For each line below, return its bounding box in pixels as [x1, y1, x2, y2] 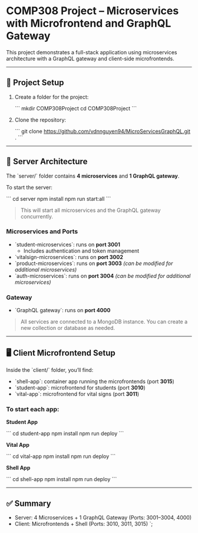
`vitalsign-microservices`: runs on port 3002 [14, 253, 124, 260]
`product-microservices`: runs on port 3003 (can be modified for [14, 260, 173, 267]
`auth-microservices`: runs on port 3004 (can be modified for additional [14, 272, 191, 279]
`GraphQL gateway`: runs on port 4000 [14, 307, 111, 314]
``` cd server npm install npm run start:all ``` [6, 195, 111, 202]
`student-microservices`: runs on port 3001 [14, 241, 121, 248]
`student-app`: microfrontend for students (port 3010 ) [14, 384, 146, 391]
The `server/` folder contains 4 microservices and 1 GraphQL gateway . [6, 172, 180, 179]
